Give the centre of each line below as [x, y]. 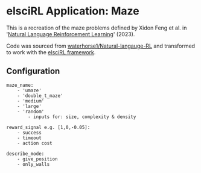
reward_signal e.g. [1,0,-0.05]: [48, 127]
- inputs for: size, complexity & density [82, 117]
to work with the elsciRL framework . [51, 52]
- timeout [30, 138]
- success [30, 133]
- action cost [35, 143]
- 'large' [30, 106]
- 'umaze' [30, 90]
